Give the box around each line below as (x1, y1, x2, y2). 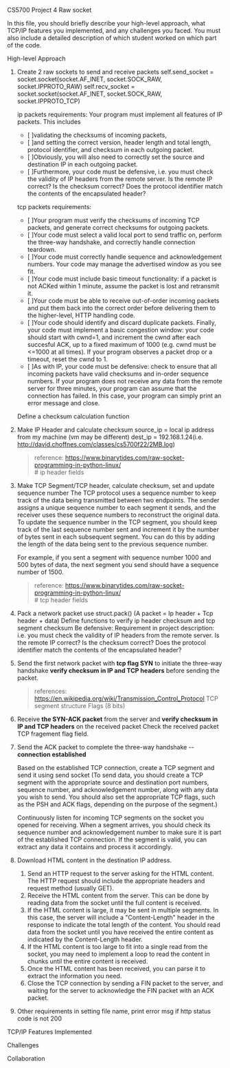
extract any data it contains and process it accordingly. (16, 843, 173, 851)
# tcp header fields (34, 596, 88, 604)
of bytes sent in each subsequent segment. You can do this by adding (16, 533, 215, 541)
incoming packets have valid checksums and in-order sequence (27, 370, 209, 378)
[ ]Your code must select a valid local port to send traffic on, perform (27, 231, 222, 239)
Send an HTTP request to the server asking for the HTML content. (27, 870, 214, 877)
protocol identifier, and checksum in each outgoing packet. (27, 146, 194, 153)
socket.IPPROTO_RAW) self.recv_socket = (16, 83, 135, 90)
